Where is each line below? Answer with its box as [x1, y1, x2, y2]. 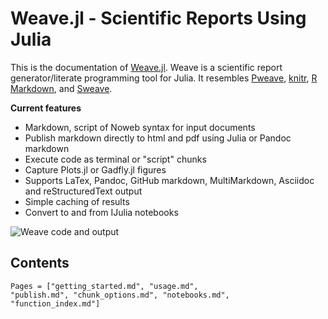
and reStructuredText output [24, 185, 143, 197]
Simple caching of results [24, 195, 130, 207]
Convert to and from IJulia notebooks [24, 206, 179, 218]
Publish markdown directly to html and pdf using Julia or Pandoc [24, 132, 292, 144]
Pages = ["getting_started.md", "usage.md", [10, 281, 199, 291]
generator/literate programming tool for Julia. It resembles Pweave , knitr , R [10, 72, 318, 84]
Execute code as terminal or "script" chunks [24, 153, 207, 165]
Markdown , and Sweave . [10, 82, 113, 94]
